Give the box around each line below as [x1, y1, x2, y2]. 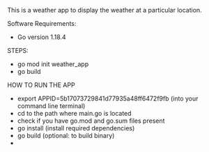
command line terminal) [17, 102, 86, 110]
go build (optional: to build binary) [17, 132, 115, 139]
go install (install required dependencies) [17, 124, 135, 132]
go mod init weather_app [17, 60, 89, 68]
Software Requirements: [7, 20, 77, 27]
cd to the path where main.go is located [17, 109, 132, 117]
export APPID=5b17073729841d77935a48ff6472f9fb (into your [17, 94, 199, 102]
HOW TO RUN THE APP [7, 81, 75, 89]
